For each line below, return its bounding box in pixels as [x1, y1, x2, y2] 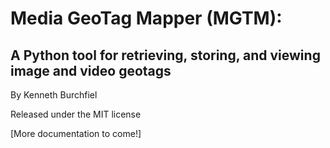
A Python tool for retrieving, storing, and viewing [10, 47, 321, 64]
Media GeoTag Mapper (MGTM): [10, 7, 283, 30]
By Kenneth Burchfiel [10, 89, 98, 101]
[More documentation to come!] [10, 128, 142, 139]
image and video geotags [10, 62, 172, 79]
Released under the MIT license [10, 108, 142, 120]
